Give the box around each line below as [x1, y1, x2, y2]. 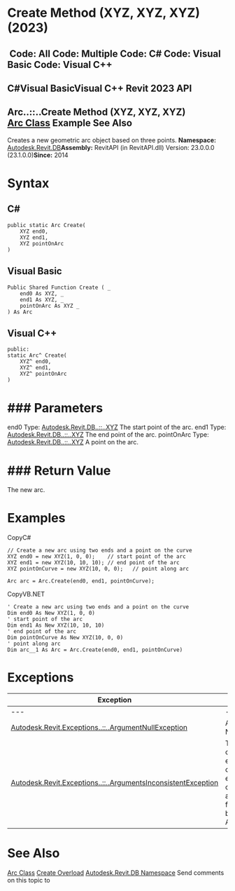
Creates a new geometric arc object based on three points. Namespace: [7, 135, 217, 144]
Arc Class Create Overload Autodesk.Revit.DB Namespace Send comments [7, 869, 225, 877]
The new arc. [7, 486, 45, 494]
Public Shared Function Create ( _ [7, 284, 111, 291]
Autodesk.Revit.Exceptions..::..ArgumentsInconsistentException [10, 778, 219, 788]
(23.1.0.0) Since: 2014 [7, 151, 69, 159]
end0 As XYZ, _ [20, 290, 64, 297]
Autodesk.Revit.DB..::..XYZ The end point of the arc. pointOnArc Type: [7, 430, 209, 439]
